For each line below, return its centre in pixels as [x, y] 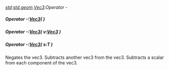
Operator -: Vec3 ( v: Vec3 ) [33, 31]
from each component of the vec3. [41, 62]
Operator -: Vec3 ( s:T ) [29, 45]
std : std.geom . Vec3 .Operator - [36, 7]
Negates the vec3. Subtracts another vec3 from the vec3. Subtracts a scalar [85, 57]
